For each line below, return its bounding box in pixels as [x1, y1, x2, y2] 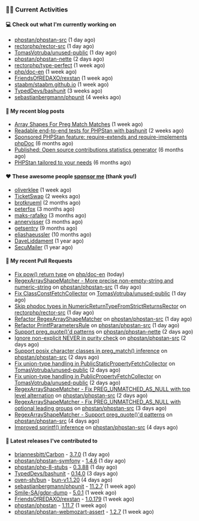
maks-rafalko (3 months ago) [14, 211, 87, 218]
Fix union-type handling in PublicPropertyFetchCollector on [14, 372, 161, 380]
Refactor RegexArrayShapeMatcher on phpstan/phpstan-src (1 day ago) [14, 315, 192, 322]
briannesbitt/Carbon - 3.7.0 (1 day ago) [14, 450, 110, 458]
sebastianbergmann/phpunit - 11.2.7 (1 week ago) [14, 483, 136, 490]
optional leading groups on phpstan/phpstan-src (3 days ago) [14, 405, 167, 412]
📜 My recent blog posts [5, 107, 65, 115]
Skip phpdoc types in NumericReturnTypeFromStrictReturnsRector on [14, 303, 186, 310]
